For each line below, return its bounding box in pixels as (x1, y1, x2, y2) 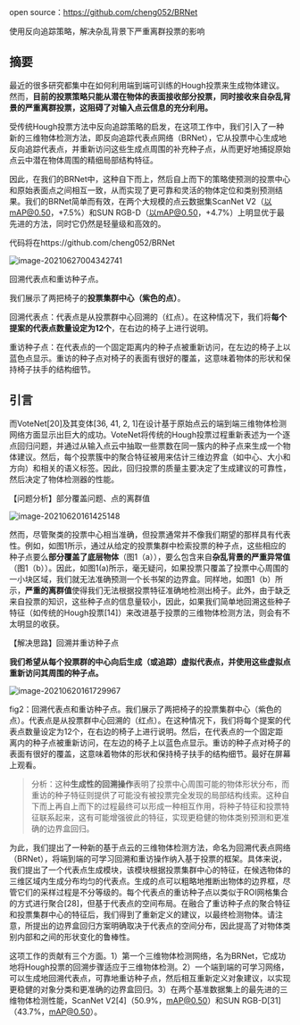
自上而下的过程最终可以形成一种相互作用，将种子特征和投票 (62, 801, 282, 812)
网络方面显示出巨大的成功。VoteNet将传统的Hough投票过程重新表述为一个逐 (9, 429, 291, 439)
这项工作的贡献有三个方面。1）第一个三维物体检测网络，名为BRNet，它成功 (9, 950, 287, 961)
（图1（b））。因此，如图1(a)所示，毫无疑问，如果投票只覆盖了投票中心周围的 (9, 562, 289, 573)
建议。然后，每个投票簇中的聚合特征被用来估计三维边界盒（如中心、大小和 (16, 451, 291, 462)
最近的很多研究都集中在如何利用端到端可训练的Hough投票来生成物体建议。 (9, 79, 284, 90)
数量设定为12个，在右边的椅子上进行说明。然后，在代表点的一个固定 (24, 726, 276, 737)
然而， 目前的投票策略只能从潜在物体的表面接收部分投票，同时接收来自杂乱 (9, 91, 283, 102)
